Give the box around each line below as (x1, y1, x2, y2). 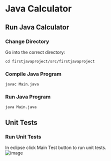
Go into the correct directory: (5, 49, 65, 55)
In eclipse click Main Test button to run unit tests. (5, 144, 106, 150)
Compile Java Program (5, 70, 61, 77)
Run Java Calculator (5, 23, 69, 31)
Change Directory (5, 38, 49, 45)
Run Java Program (5, 93, 51, 100)
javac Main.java (5, 82, 39, 87)
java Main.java (5, 104, 37, 110)
